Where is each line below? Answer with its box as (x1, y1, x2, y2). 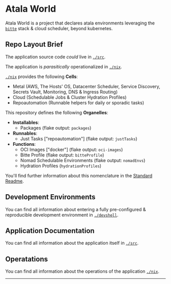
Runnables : (12, 130, 38, 136)
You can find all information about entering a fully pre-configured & (5, 206, 146, 212)
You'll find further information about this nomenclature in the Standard (5, 172, 153, 178)
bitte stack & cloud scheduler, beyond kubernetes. (5, 25, 113, 31)
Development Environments (5, 193, 96, 201)
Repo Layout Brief (5, 40, 63, 49)
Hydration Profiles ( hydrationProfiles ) (20, 163, 102, 169)
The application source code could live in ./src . (5, 54, 106, 60)
